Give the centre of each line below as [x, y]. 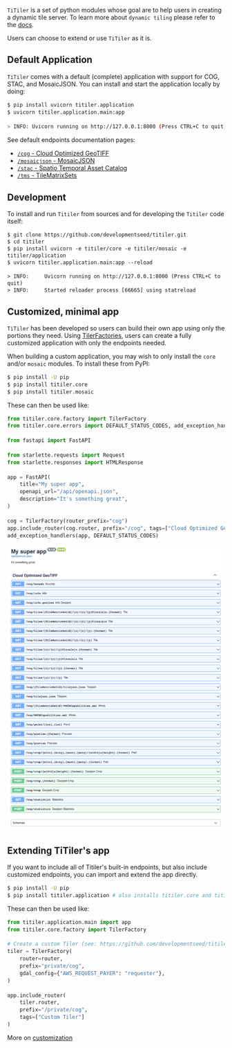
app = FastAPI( [29, 477]
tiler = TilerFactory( [40, 952]
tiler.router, [40, 1003]
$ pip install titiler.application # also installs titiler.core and [109, 895]
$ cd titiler [26, 242]
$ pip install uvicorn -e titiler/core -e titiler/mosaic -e [97, 249]
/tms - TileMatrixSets [47, 175]
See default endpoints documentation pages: [71, 140]
